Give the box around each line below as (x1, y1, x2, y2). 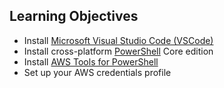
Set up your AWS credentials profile (23, 66, 172, 78)
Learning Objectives (9, 8, 139, 25)
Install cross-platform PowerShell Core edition (23, 45, 214, 57)
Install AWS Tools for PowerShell (23, 55, 159, 68)
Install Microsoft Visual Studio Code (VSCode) (23, 34, 214, 46)
